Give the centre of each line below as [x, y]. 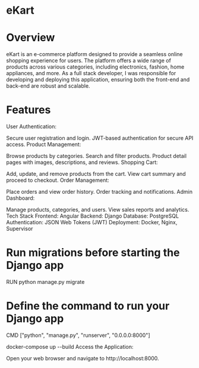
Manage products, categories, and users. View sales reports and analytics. [98, 210]
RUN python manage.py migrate [45, 282]
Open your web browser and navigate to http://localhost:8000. [83, 358]
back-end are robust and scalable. [48, 86]
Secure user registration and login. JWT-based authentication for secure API [100, 138]
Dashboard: [20, 198]
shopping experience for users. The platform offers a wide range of [89, 61]
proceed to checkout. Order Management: [58, 180]
